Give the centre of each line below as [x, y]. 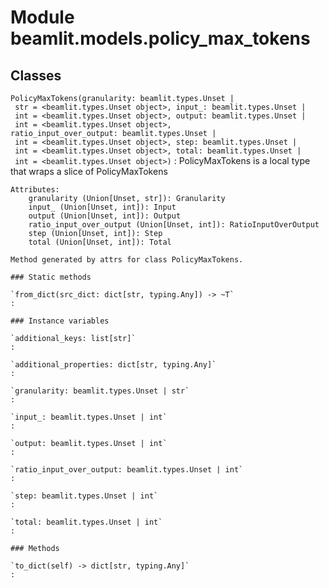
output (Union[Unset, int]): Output [105, 216]
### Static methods [51, 277]
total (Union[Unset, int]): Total [100, 242]
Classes [36, 75]
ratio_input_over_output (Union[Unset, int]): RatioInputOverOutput [174, 225]
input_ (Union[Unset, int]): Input [102, 207]
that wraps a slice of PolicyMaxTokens [89, 171]
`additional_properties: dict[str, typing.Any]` [113, 365]
